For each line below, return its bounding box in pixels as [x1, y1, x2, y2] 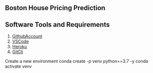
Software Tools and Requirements [5, 20, 110, 29]
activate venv [5, 63, 32, 70]
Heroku [12, 44, 27, 50]
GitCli [12, 49, 23, 55]
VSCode [12, 38, 29, 44]
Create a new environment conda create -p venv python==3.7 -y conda [5, 58, 148, 64]
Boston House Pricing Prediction [5, 4, 105, 12]
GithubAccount [12, 34, 43, 39]
